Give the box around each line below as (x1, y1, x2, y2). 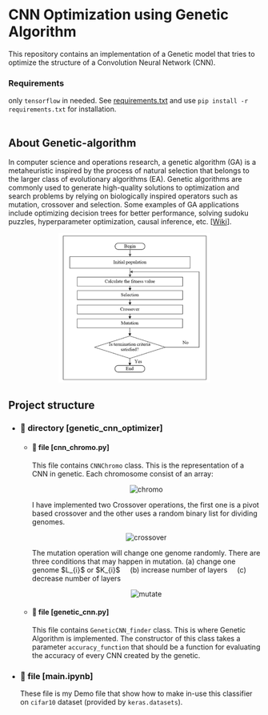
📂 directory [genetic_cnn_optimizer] (19, 423, 163, 434)
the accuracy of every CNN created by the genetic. (31, 650, 201, 660)
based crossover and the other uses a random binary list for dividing (31, 508, 258, 518)
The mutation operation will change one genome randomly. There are (31, 548, 261, 557)
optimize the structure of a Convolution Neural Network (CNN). (8, 58, 216, 67)
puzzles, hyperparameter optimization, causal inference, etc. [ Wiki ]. (8, 217, 232, 227)
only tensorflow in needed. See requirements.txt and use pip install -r (8, 96, 249, 106)
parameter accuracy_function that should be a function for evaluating (31, 642, 261, 652)
